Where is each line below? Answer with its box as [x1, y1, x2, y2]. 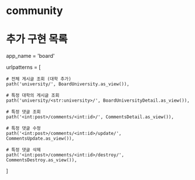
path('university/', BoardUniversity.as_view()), [6, 81, 130, 87]
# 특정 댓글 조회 [6, 109, 41, 115]
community [6, 4, 63, 18]
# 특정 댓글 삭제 [6, 147, 41, 153]
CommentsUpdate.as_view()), [6, 136, 75, 141]
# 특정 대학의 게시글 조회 [6, 92, 60, 99]
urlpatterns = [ [6, 64, 41, 71]
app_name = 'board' [6, 53, 55, 60]
